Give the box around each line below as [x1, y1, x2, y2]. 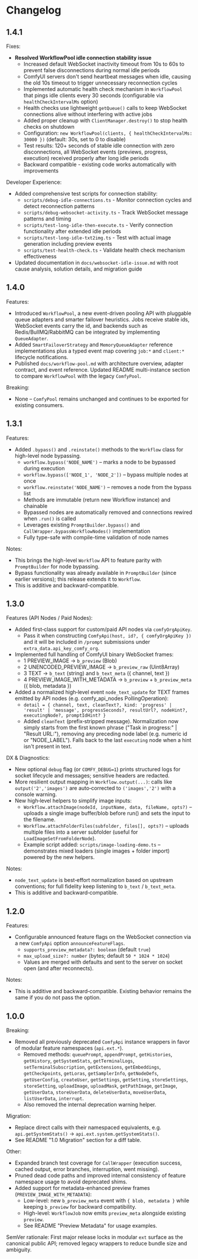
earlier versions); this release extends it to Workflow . [14, 575, 142, 583]
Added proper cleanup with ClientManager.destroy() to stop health [23, 117, 188, 124]
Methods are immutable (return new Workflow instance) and [23, 496, 171, 503]
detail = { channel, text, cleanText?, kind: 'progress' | [23, 702, 173, 708]
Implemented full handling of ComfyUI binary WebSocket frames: [14, 651, 174, 658]
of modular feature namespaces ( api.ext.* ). [14, 1045, 124, 1052]
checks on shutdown [23, 123, 75, 130]
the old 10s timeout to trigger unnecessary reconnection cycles [23, 79, 178, 86]
